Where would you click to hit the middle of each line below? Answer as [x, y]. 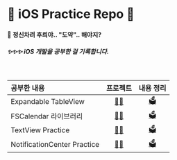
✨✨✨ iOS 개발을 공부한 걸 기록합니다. [58, 52]
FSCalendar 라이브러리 [47, 116]
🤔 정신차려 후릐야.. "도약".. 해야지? [54, 35]
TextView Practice [40, 130]
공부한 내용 [28, 88]
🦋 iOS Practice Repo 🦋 [71, 14]
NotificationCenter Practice [55, 145]
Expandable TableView [48, 102]
